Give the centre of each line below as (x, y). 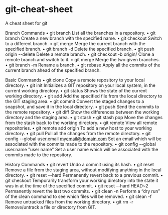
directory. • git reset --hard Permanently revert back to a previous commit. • (84, 175)
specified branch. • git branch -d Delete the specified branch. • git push (80, 49)
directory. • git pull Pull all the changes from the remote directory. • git (78, 133)
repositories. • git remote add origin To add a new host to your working (78, 128)
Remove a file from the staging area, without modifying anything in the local (83, 170)
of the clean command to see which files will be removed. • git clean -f (78, 196)
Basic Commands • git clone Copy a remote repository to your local (75, 80)
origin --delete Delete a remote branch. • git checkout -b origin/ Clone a (80, 54)
